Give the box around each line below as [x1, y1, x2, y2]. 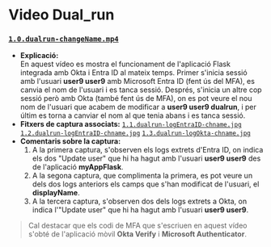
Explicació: [19, 51, 59, 61]
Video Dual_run [8, 6, 115, 24]
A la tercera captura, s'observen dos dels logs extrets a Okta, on [32, 196, 248, 207]
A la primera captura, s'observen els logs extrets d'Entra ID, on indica [32, 145, 264, 155]
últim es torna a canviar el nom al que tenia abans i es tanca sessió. [19, 111, 246, 120]
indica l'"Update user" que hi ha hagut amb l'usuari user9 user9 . [32, 205, 249, 215]
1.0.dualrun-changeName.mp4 [8, 35, 119, 44]
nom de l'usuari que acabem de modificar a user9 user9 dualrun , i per [19, 103, 256, 112]
